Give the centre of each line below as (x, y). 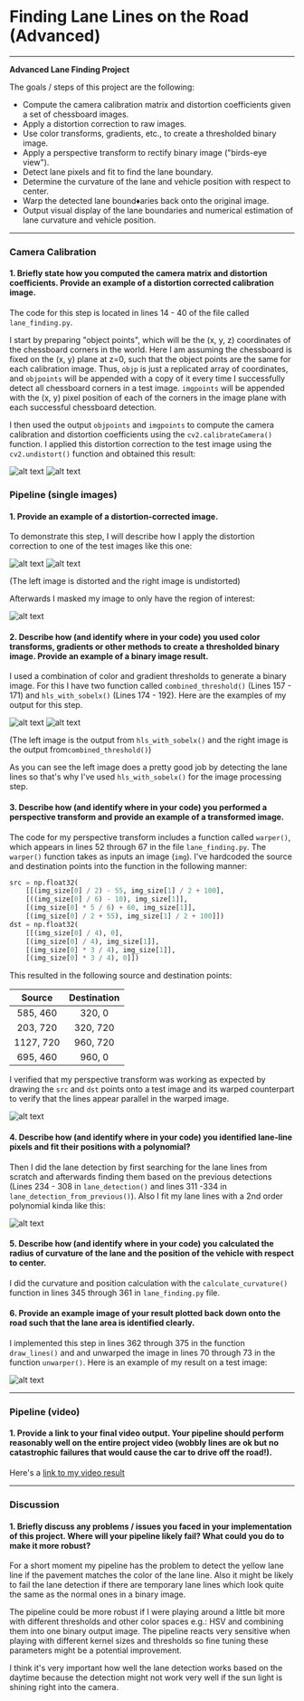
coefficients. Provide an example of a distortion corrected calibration (142, 283)
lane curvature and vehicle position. (89, 220)
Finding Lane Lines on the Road (129, 17)
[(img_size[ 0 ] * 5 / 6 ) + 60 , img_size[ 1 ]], (111, 908)
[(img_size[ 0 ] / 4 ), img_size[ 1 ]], (93, 941)
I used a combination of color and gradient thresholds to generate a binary (148, 676)
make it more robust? (50, 1545)
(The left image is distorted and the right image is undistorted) (125, 581)
